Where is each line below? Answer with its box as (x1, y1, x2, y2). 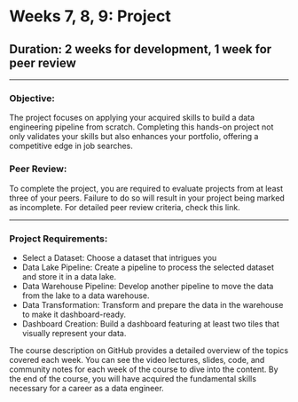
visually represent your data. (21, 327, 127, 338)
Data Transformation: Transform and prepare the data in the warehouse (21, 299, 284, 310)
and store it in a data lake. (21, 271, 117, 281)
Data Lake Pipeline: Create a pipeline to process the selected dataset (21, 262, 275, 272)
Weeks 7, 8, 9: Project (9, 6, 171, 27)
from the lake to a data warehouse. (21, 290, 150, 301)
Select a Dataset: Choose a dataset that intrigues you (21, 252, 217, 263)
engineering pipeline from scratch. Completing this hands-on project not (9, 122, 274, 132)
